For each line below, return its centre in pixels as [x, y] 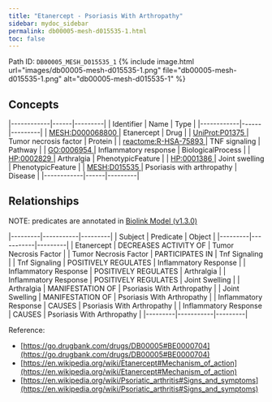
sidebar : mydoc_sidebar [49, 24]
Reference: [27, 330]
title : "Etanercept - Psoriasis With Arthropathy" [96, 16]
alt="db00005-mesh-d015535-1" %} [125, 79]
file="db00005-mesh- [200, 71]
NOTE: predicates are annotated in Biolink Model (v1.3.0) [103, 221]
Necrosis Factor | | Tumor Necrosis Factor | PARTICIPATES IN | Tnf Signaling [136, 253]
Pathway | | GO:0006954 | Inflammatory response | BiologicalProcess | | [130, 150]
